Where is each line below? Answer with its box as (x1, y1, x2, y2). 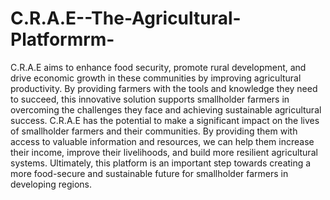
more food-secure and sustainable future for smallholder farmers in (10, 167, 289, 179)
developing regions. (10, 178, 93, 190)
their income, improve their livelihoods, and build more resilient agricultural (10, 146, 318, 158)
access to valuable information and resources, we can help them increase (10, 135, 315, 147)
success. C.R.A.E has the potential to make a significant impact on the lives (10, 114, 320, 126)
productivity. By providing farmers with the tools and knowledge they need (10, 82, 318, 94)
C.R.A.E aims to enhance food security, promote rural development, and (10, 61, 307, 73)
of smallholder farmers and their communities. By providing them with (10, 125, 298, 137)
